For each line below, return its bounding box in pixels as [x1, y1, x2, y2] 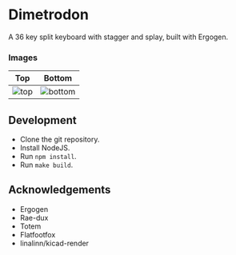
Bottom [43, 73, 73, 84]
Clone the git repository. [19, 134, 100, 145]
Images [8, 52, 38, 63]
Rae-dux [19, 213, 49, 222]
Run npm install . [19, 152, 78, 161]
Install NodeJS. [19, 143, 70, 153]
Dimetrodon [8, 6, 90, 24]
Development [8, 114, 78, 127]
